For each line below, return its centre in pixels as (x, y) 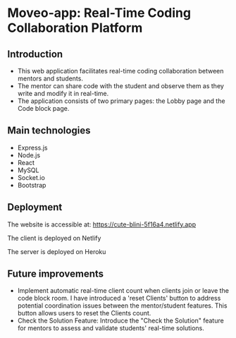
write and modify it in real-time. (63, 93)
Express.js (32, 147)
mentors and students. (50, 78)
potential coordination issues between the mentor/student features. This (122, 306)
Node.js (29, 155)
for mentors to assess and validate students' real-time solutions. (111, 328)
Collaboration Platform (75, 28)
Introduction (35, 54)
